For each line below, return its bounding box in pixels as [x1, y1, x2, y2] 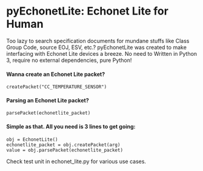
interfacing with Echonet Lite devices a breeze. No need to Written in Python [6, 50, 198, 57]
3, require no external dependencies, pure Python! [6, 56, 132, 64]
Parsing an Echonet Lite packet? [6, 96, 89, 104]
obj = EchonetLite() [6, 136, 59, 142]
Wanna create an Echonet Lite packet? [6, 70, 105, 78]
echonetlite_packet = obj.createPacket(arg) [6, 141, 121, 148]
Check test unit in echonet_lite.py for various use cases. [6, 158, 147, 165]
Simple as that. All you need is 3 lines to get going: [6, 122, 136, 130]
